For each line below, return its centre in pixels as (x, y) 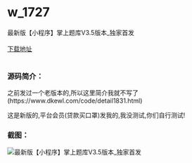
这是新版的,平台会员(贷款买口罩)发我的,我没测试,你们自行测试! (96, 115)
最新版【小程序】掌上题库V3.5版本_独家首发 (71, 32)
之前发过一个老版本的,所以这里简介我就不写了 (73, 93)
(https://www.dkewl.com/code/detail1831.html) (75, 101)
